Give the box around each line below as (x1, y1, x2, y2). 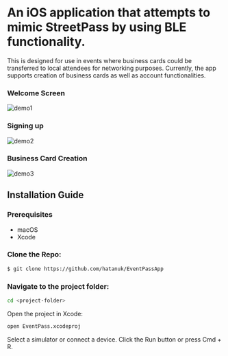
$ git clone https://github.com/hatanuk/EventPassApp (7, 265, 164, 272)
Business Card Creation (7, 154, 88, 163)
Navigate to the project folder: (7, 281, 110, 291)
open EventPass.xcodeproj (7, 322, 81, 330)
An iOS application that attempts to (7, 5, 211, 21)
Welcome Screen (7, 88, 65, 97)
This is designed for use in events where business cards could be (7, 56, 192, 64)
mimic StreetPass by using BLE (7, 19, 187, 35)
